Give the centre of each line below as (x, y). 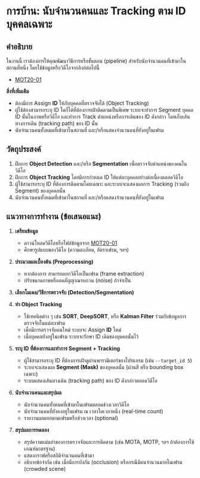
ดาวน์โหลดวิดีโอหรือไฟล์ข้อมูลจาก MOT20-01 (70, 243)
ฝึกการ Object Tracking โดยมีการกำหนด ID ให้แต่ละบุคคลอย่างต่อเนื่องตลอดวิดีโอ (99, 177)
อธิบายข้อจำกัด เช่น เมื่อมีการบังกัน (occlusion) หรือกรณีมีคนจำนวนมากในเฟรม (103, 462)
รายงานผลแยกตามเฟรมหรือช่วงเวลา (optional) (71, 418)
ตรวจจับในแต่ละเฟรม (44, 323)
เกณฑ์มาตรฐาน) (39, 448)
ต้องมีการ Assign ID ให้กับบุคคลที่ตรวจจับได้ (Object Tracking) (82, 103)
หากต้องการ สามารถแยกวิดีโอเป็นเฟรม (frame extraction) (84, 273)
